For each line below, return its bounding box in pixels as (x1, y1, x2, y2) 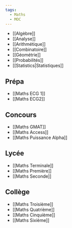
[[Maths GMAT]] (12, 124, 46, 130)
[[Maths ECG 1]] (12, 91, 45, 97)
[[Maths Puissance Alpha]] (12, 134, 67, 140)
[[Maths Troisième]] (12, 201, 53, 207)
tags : (5, 7, 16, 13)
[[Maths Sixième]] (12, 217, 49, 223)
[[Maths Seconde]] (12, 173, 51, 179)
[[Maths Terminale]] (12, 162, 53, 169)
